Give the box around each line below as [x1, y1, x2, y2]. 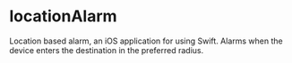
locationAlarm [9, 6, 118, 27]
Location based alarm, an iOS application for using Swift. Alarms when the [9, 35, 284, 46]
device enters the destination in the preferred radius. [9, 44, 204, 55]
